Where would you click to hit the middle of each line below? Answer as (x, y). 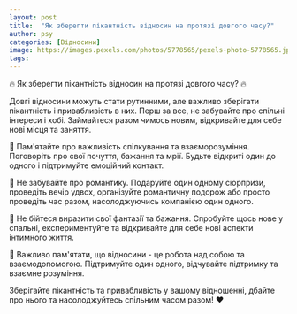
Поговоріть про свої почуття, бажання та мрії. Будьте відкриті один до (143, 156)
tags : (19, 58)
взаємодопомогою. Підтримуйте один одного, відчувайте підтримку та (144, 264)
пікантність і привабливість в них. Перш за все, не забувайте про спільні (147, 111)
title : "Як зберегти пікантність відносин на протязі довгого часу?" (142, 26)
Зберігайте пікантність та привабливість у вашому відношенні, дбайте (142, 290)
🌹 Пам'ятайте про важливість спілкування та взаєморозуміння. (129, 146)
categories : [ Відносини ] (55, 42)
